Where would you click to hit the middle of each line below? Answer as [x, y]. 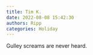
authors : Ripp [24, 23]
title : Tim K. [24, 12]
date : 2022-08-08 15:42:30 [40, 18]
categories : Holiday [32, 29]
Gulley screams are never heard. [47, 46]
